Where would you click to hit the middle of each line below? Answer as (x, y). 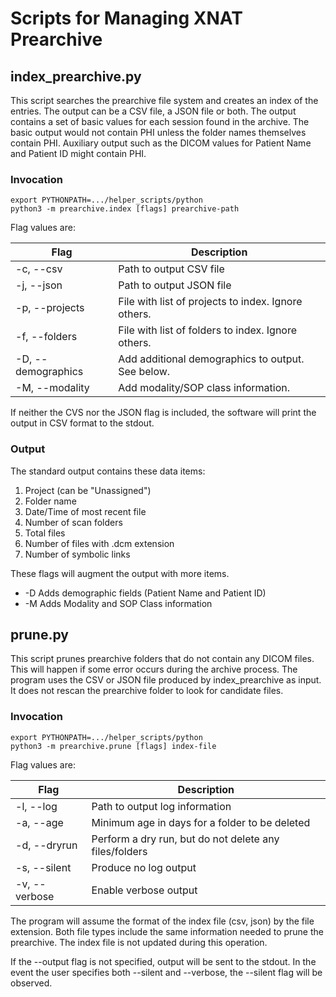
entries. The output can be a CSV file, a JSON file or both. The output (153, 111)
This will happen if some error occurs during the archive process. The (154, 669)
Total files (45, 533)
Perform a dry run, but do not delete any (185, 839)
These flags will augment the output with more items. (120, 573)
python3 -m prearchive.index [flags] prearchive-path (125, 209)
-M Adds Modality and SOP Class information (118, 603)
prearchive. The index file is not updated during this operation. (139, 942)
